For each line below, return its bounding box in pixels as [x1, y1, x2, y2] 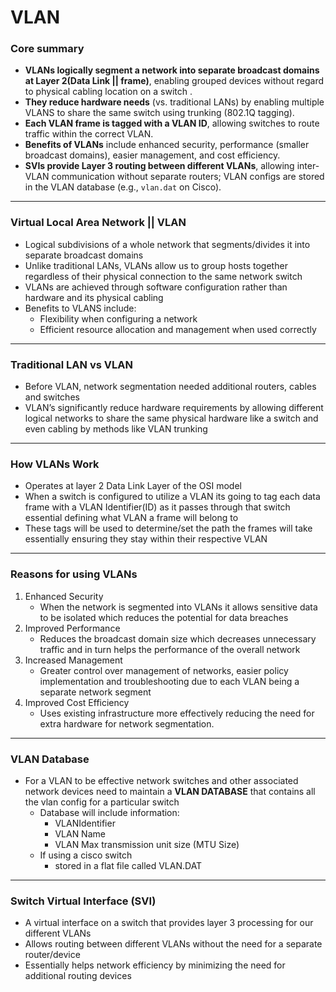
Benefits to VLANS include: [24, 302, 137, 314]
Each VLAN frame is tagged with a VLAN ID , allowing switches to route [24, 117, 320, 130]
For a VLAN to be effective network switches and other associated [24, 774, 299, 786]
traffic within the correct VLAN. [24, 128, 154, 140]
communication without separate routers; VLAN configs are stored [51, 171, 325, 183]
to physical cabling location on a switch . [24, 86, 193, 98]
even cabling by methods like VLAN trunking [24, 423, 208, 435]
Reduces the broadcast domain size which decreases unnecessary [39, 632, 317, 645]
